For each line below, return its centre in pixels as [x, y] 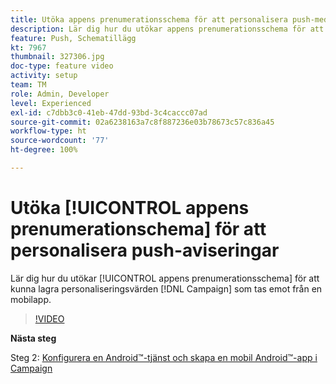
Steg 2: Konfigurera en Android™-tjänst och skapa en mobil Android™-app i [164, 357]
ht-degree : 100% [44, 150]
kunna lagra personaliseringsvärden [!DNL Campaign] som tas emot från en [166, 288]
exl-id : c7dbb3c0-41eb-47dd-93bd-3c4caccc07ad [109, 112]
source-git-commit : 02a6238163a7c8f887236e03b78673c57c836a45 [142, 122]
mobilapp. [31, 299]
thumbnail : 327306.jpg [57, 57]
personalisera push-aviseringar [145, 250]
